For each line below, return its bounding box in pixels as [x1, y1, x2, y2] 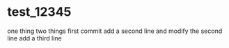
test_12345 [7, 4, 72, 20]
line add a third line [7, 34, 62, 42]
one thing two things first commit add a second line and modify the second [7, 27, 223, 35]
